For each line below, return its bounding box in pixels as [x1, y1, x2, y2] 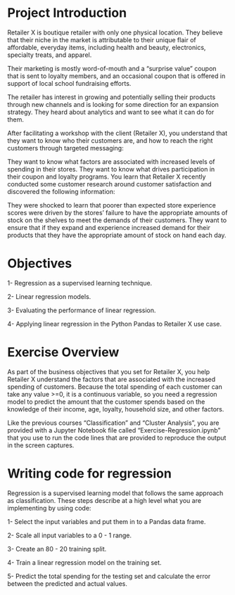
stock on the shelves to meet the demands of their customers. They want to [7, 216, 227, 224]
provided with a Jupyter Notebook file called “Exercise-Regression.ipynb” [7, 426, 221, 434]
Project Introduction [7, 5, 127, 21]
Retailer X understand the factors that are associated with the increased [7, 375, 216, 383]
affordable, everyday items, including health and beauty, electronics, [7, 43, 206, 51]
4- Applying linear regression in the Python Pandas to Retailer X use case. [7, 319, 222, 328]
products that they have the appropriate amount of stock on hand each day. [7, 231, 227, 239]
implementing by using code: [7, 504, 91, 512]
